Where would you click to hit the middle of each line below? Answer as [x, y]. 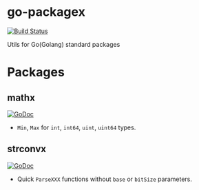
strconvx [27, 149]
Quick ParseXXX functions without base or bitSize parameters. [105, 179]
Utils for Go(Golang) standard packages [64, 44]
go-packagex [46, 12]
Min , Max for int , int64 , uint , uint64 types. [76, 127]
